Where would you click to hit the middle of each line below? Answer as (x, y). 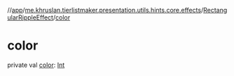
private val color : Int (36, 65)
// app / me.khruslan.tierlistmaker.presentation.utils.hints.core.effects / (105, 10)
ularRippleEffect (30, 17)
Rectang (215, 10)
